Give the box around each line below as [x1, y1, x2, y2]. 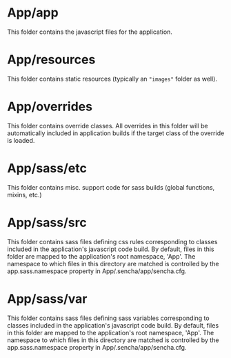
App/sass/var [7, 291, 88, 306]
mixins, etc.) [7, 190, 43, 199]
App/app [7, 5, 59, 21]
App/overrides [7, 99, 93, 115]
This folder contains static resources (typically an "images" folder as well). [7, 74, 218, 83]
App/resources [7, 52, 96, 68]
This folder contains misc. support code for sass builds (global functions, [7, 183, 215, 191]
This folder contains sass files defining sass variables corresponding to [7, 314, 210, 322]
